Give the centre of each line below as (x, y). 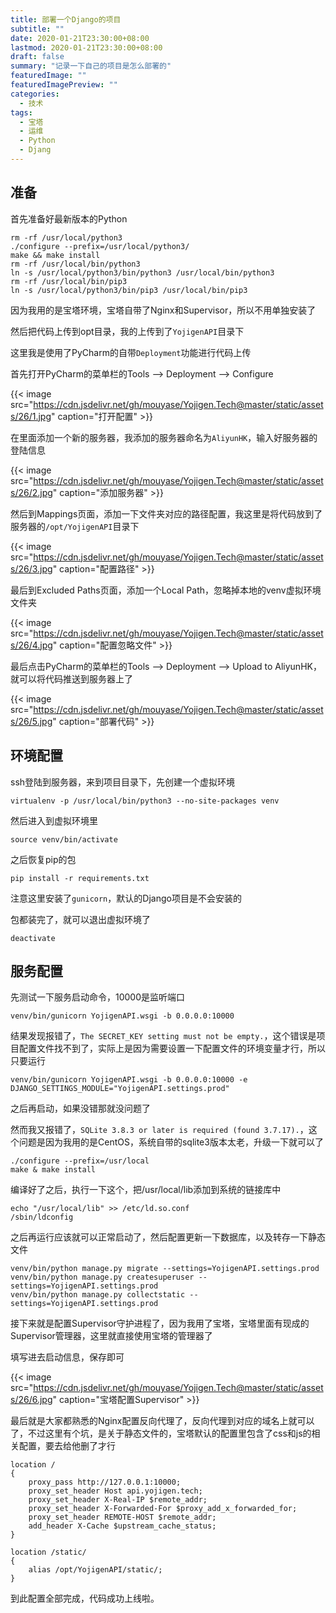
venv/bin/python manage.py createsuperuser (102, 1277)
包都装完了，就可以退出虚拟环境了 (80, 919)
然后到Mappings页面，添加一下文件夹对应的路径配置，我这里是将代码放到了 (166, 513)
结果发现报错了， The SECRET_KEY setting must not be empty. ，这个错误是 (163, 1036)
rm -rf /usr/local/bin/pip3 (69, 281)
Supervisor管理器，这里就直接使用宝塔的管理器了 (111, 1336)
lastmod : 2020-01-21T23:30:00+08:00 (86, 47)
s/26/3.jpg (31, 568)
